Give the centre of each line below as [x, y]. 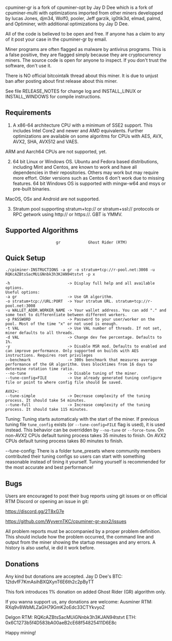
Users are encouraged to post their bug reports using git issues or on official [86, 496]
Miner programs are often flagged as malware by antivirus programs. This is [85, 49]
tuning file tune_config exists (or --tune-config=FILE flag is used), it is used [85, 425]
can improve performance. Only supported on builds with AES [72, 351]
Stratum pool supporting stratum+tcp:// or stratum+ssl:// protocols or [86, 209]
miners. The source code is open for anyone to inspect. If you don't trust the [86, 60]
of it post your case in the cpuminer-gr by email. [56, 39]
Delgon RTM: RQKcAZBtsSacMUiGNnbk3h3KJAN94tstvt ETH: [71, 617]
